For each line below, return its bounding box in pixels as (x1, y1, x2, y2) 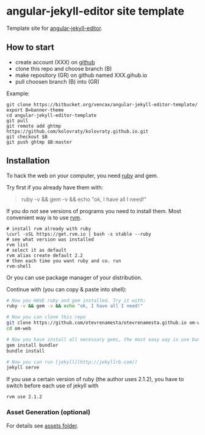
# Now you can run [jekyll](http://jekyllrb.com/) (6, 359, 138, 365)
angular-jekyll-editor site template (6, 4, 185, 18)
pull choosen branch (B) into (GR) (15, 78, 99, 85)
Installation (6, 156, 50, 166)
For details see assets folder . (6, 422, 79, 429)
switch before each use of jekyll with (6, 382, 99, 389)
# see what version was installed (6, 236, 95, 243)
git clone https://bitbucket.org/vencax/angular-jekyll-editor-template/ (6, 101, 198, 108)
